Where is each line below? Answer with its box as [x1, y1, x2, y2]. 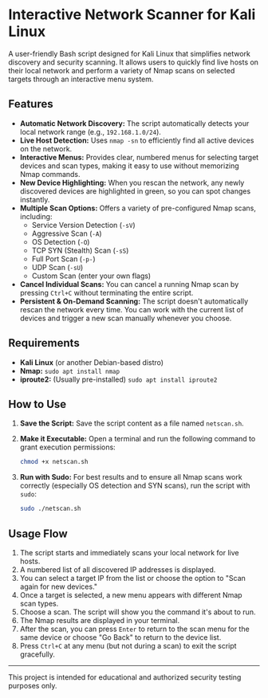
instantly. [19, 194, 50, 204]
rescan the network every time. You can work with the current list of [19, 304, 244, 314]
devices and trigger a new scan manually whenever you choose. [19, 313, 232, 323]
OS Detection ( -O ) [31, 237, 90, 246]
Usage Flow [8, 527, 68, 540]
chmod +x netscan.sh [19, 458, 89, 466]
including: [19, 211, 53, 221]
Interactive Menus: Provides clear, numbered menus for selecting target [19, 152, 259, 162]
